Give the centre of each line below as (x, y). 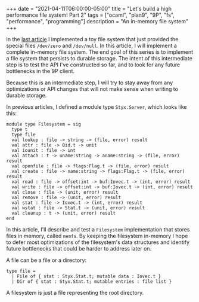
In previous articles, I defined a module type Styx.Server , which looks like (97, 107)
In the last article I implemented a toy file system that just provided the (92, 39)
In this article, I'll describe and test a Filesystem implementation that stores (98, 229)
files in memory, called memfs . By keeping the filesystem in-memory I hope (97, 236)
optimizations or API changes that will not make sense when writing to (92, 89)
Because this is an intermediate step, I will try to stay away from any (90, 83)
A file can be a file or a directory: (46, 260)
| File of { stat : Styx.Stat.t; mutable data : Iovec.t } (86, 276)
